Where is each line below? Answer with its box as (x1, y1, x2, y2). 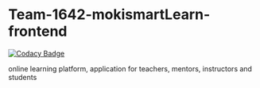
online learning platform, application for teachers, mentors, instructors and (8, 63, 253, 73)
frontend (8, 22, 68, 40)
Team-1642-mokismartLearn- (8, 6, 211, 24)
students (8, 72, 37, 82)
